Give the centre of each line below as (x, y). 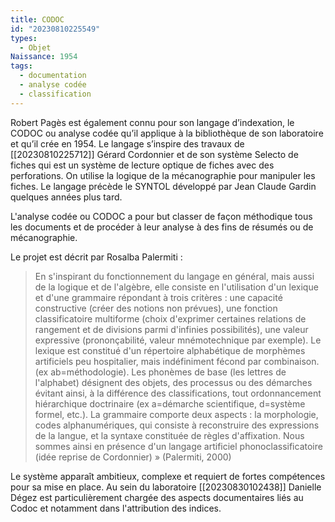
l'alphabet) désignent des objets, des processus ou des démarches (173, 382)
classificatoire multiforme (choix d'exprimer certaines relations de (170, 318)
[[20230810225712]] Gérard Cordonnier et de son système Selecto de (154, 154)
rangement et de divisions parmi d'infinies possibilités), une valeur (171, 329)
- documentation (53, 76)
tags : (21, 66)
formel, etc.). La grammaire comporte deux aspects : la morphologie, (176, 414)
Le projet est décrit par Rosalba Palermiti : (96, 257)
